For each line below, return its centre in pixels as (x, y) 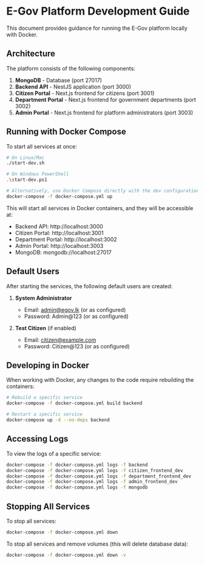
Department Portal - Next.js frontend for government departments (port (105, 99)
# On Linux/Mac (25, 157)
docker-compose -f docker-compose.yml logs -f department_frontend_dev (99, 476)
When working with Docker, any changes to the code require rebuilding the (100, 380)
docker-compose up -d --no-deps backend (58, 420)
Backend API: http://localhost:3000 (59, 226)
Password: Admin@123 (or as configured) (76, 316)
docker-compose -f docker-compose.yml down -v (66, 555)
